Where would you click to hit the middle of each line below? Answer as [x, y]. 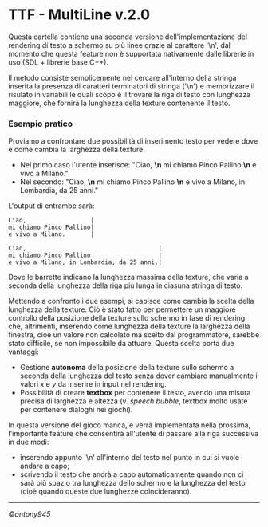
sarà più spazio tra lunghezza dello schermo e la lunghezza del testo [132, 483]
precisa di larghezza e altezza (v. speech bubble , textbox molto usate [134, 401]
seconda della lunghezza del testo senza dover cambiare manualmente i [138, 376]
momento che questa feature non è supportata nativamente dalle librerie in [131, 53]
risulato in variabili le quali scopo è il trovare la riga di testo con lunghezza [130, 94]
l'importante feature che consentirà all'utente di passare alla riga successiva [134, 434]
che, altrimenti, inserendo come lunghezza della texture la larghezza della [129, 326]
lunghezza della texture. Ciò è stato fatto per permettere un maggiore [122, 309]
